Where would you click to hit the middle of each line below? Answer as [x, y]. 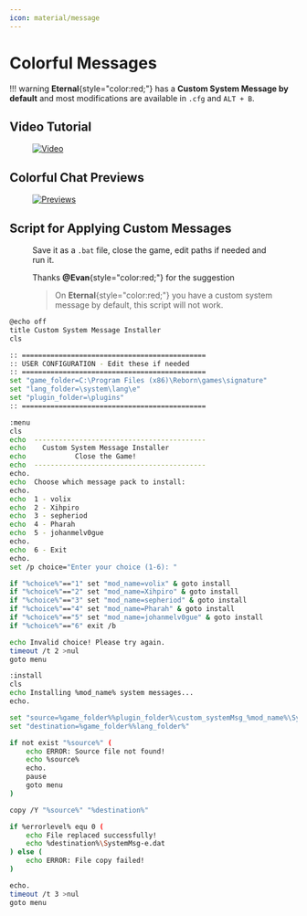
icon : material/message [55, 18]
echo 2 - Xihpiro [44, 508]
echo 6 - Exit [38, 550]
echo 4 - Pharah [42, 525]
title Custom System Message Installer [85, 330]
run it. [43, 260]
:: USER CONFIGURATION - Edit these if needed [100, 363]
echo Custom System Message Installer [90, 448]
